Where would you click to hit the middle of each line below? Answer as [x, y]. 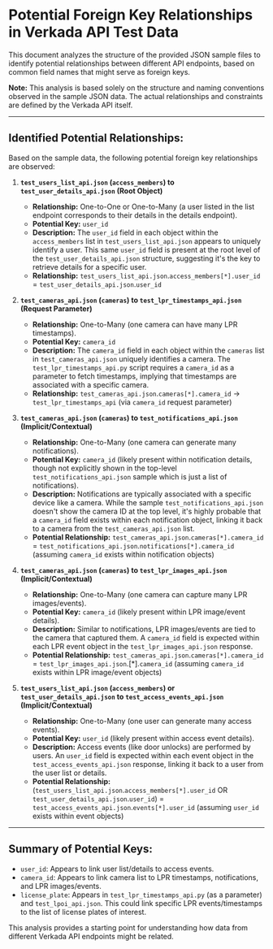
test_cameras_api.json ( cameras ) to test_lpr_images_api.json [123, 570]
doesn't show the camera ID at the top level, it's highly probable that [147, 511]
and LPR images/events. [61, 886]
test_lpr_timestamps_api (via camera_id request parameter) [132, 402]
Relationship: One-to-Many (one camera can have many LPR [135, 324]
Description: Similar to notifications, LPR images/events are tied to [144, 629]
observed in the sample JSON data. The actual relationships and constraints [136, 96]
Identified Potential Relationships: [96, 139]
